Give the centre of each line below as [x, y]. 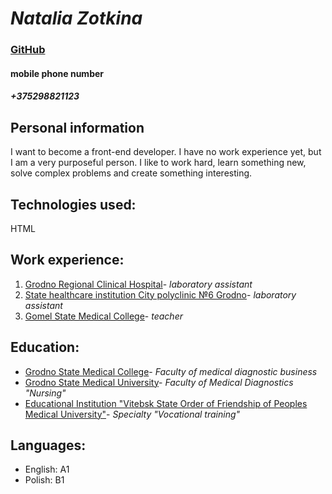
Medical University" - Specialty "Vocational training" [132, 414]
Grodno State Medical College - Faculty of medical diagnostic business [171, 371]
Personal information [77, 127]
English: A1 [47, 469]
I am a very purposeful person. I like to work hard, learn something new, [158, 163]
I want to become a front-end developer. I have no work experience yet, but [166, 152]
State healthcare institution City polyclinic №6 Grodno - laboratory [160, 294]
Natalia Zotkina [76, 18]
